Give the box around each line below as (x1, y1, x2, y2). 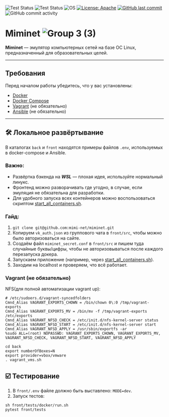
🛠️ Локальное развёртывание (5, 129, 104, 137)
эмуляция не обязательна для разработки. (12, 190, 105, 196)
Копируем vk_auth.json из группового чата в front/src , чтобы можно (12, 230, 162, 236)
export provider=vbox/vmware (5, 353, 66, 358)
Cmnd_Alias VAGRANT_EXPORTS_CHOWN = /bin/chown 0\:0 (5, 300, 118, 305)
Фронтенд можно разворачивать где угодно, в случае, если (12, 184, 142, 190)
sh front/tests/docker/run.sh (5, 403, 69, 408)
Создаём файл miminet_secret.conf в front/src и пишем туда (12, 241, 144, 247)
